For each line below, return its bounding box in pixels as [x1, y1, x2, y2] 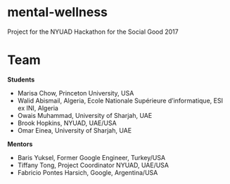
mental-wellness [7, 4, 108, 20]
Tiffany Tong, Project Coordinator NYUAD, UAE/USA [17, 161, 169, 169]
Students [7, 75, 35, 84]
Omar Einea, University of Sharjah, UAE [17, 126, 132, 134]
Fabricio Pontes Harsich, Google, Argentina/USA [17, 168, 158, 176]
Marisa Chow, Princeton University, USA [17, 88, 134, 97]
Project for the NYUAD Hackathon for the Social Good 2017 [7, 27, 179, 36]
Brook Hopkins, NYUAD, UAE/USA [17, 119, 117, 127]
